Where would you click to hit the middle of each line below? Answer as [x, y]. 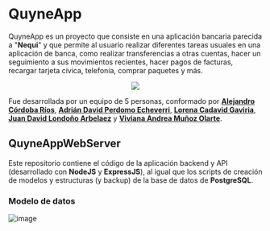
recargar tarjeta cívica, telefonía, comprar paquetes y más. [106, 70]
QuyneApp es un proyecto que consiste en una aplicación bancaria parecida [135, 36]
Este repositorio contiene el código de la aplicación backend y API [118, 163]
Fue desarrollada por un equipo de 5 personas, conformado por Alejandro [132, 101]
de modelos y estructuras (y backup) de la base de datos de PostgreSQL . [131, 180]
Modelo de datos [42, 200]
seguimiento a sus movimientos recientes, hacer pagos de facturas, [121, 62]
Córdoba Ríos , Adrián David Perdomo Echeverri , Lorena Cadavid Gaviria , [132, 109]
